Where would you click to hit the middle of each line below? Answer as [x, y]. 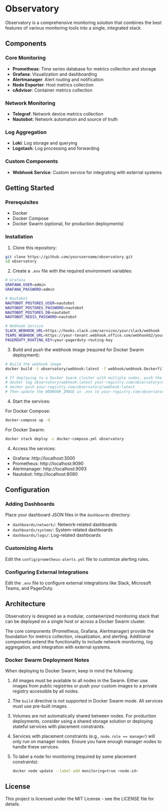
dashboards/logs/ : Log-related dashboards [56, 535]
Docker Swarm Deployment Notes [47, 660]
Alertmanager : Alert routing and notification [58, 79]
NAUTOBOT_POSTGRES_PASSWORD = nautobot [44, 308]
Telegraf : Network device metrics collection [58, 114]
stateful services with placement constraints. [59, 726]
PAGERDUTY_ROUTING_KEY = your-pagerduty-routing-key [59, 340]
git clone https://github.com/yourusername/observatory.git [69, 257]
